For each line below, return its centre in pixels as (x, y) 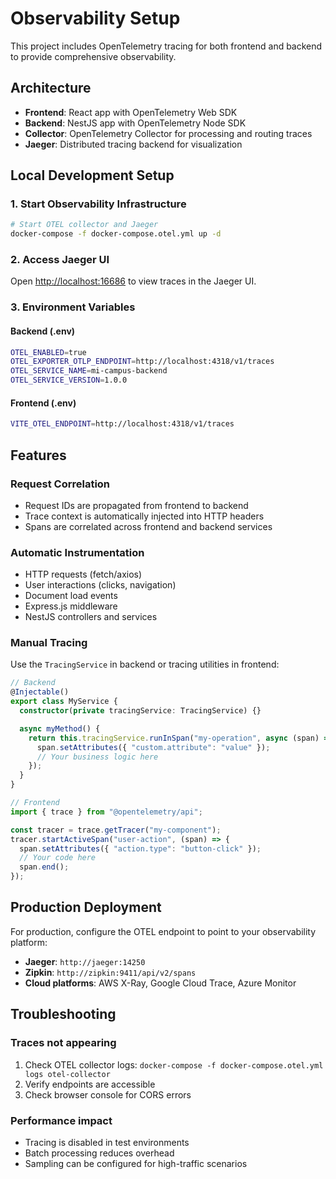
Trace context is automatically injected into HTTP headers (144, 516)
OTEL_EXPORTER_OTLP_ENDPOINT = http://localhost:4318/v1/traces (142, 362)
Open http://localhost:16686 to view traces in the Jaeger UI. (133, 281)
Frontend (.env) (43, 403)
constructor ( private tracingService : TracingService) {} (140, 711)
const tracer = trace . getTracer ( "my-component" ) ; (116, 830)
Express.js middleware (71, 606)
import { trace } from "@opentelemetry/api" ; (106, 812)
